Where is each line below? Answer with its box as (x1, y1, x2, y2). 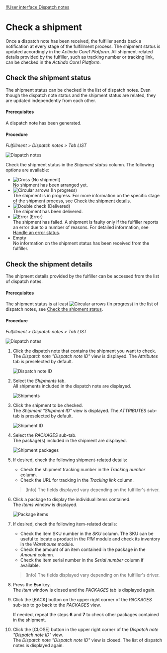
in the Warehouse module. (20, 541, 75, 547)
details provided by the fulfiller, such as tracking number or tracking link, (5, 54, 154, 60)
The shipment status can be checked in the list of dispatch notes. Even (5, 87, 151, 93)
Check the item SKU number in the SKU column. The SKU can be (20, 530, 154, 537)
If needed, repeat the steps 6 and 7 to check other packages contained (12, 612, 159, 618)
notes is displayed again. (12, 643, 64, 649)
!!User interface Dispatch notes (5, 4, 70, 10)
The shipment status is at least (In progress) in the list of (5, 301, 159, 307)
